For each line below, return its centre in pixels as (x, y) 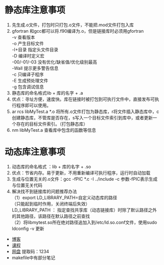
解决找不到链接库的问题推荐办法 (44, 191)
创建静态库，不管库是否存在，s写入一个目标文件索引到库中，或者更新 (82, 117)
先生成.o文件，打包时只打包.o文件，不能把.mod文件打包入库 (73, 25)
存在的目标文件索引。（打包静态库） (52, 124)
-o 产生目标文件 (28, 43)
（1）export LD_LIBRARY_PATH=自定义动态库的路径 (64, 197)
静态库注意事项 (35, 10)
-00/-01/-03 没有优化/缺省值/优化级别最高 (54, 62)
